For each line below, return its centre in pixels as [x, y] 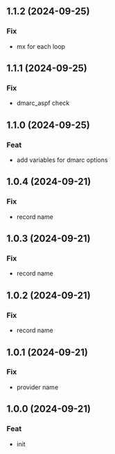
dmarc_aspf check [43, 103]
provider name [37, 387]
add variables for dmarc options [62, 160]
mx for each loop [41, 46]
